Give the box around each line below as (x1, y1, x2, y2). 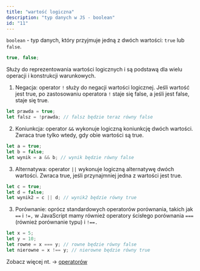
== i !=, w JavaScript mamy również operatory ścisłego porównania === (15, 212, 194, 220)
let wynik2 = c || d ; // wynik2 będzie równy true (6, 195, 137, 201)
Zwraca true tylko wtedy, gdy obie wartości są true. (15, 131, 144, 139)
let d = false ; (6, 189, 45, 195)
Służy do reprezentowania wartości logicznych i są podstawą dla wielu (6, 66, 183, 73)
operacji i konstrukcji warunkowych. (6, 72, 96, 79)
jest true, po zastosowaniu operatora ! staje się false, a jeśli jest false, (15, 90, 190, 97)
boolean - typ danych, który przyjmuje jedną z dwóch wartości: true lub (6, 37, 185, 44)
